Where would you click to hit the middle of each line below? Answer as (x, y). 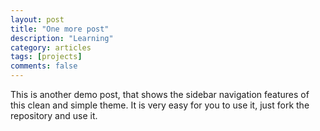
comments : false (44, 66)
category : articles (51, 47)
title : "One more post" (60, 29)
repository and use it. (54, 115)
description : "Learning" (62, 38)
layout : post (37, 19)
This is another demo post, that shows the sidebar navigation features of (160, 94)
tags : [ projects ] (46, 57)
